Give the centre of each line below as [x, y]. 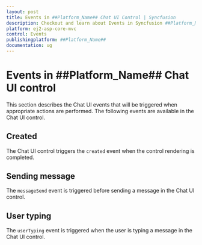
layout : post [23, 12]
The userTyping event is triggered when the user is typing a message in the [99, 231]
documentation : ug [29, 46]
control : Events [26, 34]
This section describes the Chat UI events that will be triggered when [92, 104]
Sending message [41, 176]
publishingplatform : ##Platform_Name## [56, 40]
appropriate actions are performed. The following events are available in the [100, 111]
